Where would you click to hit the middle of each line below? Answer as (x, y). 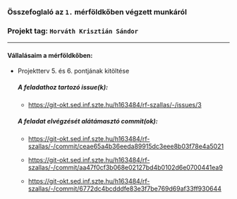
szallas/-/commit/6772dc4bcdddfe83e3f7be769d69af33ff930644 (125, 189)
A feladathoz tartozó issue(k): (62, 88)
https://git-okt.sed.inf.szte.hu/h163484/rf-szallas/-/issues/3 (115, 105)
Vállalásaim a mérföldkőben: (50, 55)
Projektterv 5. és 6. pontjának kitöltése (73, 71)
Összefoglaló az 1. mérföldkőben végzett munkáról (97, 12)
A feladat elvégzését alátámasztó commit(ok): (87, 121)
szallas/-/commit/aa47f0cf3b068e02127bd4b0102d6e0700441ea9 (126, 168)
